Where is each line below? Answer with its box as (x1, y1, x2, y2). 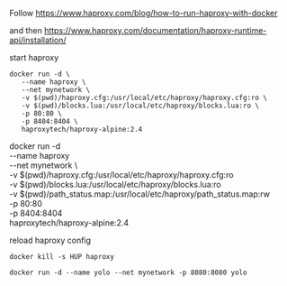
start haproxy (9, 52, 59, 62)
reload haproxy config (9, 235, 92, 245)
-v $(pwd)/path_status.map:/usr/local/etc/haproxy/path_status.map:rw (9, 189, 270, 199)
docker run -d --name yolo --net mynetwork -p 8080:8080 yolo (9, 268, 247, 277)
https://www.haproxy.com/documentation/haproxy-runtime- (43, 25, 267, 35)
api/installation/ (9, 35, 67, 45)
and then (9, 25, 42, 35)
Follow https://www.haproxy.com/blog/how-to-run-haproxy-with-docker (9, 8, 278, 18)
